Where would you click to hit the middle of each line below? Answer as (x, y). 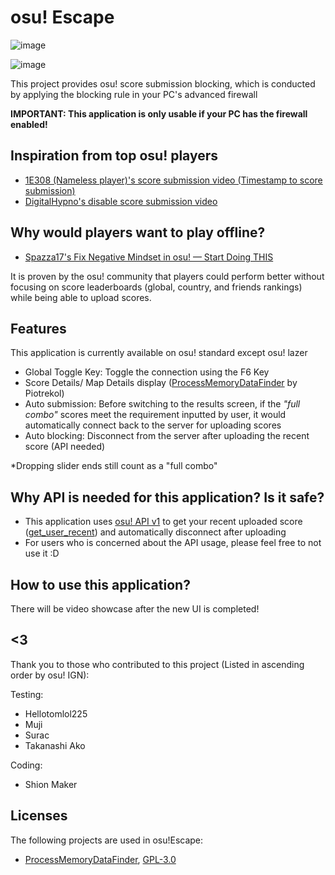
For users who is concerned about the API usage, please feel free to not (173, 543)
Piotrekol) (44, 393)
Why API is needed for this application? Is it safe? (167, 497)
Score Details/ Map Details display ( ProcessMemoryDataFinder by (161, 383)
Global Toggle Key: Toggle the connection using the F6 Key (147, 372)
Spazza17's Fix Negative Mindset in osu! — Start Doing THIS (149, 257)
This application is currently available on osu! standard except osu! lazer (159, 353)
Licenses (39, 816)
